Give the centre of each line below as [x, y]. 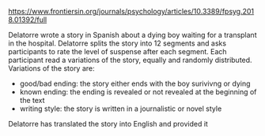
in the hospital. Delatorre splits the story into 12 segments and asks [117, 43]
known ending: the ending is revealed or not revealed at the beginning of [138, 92]
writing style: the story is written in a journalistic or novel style [121, 108]
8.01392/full [28, 20]
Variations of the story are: [51, 68]
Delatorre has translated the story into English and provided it [108, 124]
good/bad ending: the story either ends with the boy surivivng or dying [135, 83]
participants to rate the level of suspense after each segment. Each [117, 51]
